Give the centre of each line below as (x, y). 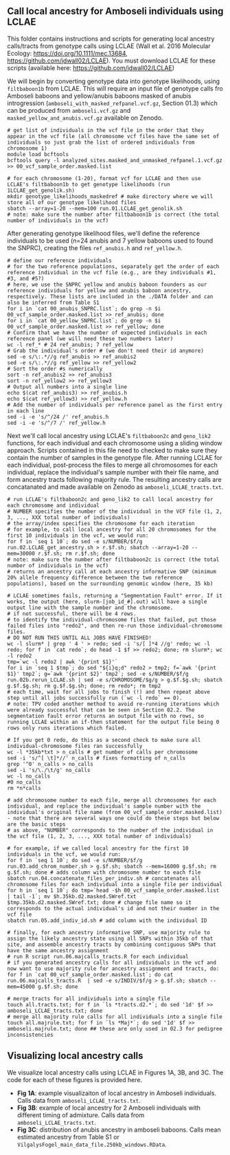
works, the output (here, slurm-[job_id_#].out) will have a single (107, 602)
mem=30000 (21, 553)
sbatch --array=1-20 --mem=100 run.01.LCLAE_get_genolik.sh (95, 208)
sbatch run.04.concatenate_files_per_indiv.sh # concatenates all (104, 878)
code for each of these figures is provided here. (75, 1079)
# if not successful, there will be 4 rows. (72, 614)
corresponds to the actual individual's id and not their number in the (113, 908)
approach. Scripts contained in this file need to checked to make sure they (112, 450)
